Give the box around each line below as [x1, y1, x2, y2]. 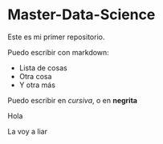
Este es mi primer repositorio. [7, 32, 105, 42]
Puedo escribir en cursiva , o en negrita [7, 95, 138, 105]
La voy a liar [7, 126, 47, 136]
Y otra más [18, 80, 55, 90]
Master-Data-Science [7, 6, 156, 24]
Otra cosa [18, 71, 52, 81]
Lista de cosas [18, 62, 67, 73]
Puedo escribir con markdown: [7, 47, 109, 57]
